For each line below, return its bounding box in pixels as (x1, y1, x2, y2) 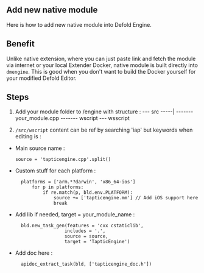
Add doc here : (15, 249, 53, 257)
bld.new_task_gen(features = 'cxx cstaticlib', (21, 222, 144, 229)
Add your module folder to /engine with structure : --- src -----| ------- (15, 108, 194, 115)
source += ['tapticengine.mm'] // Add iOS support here (54, 195, 199, 201)
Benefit (6, 39, 35, 49)
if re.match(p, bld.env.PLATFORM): (42, 190, 133, 196)
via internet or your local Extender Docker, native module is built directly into (6, 61, 198, 69)
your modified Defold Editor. (6, 74, 77, 82)
